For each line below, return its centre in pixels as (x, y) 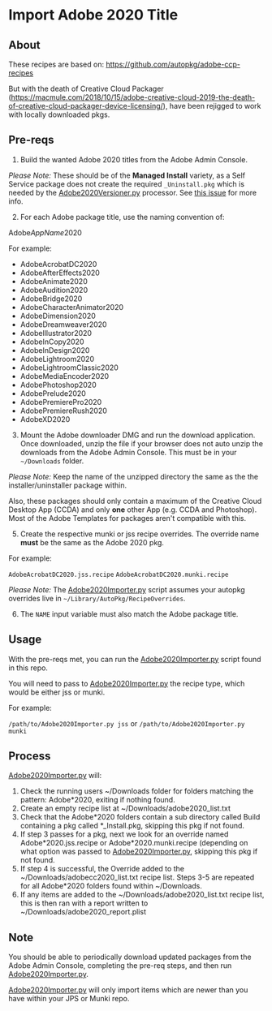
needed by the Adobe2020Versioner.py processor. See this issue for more (133, 192)
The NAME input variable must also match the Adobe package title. (129, 613)
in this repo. (28, 668)
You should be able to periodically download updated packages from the (130, 957)
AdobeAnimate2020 (54, 281)
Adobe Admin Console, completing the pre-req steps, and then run (120, 966)
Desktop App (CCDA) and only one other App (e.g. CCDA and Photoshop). (133, 510)
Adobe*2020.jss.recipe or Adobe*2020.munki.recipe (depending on (134, 843)
